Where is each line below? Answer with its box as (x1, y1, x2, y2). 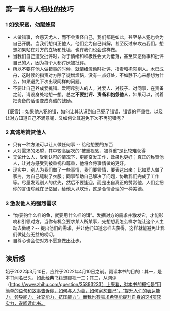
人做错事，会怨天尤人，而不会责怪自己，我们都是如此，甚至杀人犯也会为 (12, 34, 164, 40)
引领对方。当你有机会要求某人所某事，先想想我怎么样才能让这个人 (21, 218, 160, 225)
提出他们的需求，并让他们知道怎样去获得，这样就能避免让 (40, 225, 161, 231)
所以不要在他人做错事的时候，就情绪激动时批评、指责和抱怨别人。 (12, 66, 151, 72)
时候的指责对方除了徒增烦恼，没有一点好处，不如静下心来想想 (26, 72, 155, 78)
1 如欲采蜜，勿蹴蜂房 (5, 21, 56, 29)
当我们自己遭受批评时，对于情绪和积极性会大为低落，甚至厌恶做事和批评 (12, 53, 164, 59)
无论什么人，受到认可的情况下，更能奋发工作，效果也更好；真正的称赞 (12, 154, 160, 160)
